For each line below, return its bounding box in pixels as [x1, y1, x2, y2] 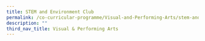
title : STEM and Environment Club [6, 8, 95, 15]
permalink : [6, 14, 34, 20]
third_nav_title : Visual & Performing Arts [6, 25, 119, 32]
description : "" [6, 20, 48, 26]
